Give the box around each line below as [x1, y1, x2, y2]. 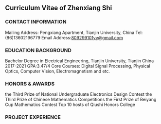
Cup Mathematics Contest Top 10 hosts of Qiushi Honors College [5, 102, 135, 107]
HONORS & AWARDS [5, 80, 55, 87]
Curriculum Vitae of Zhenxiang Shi [5, 4, 112, 12]
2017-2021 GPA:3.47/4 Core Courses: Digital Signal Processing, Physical [5, 63, 151, 69]
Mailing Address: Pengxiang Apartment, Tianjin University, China [5, 29, 135, 35]
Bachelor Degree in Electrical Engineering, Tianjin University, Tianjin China [5, 58, 154, 64]
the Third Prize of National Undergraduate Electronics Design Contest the [5, 91, 152, 97]
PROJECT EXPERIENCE [5, 114, 61, 121]
